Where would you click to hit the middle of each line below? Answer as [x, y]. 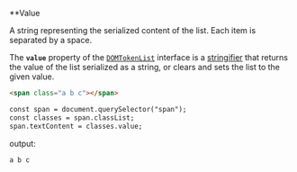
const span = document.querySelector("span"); [98, 109]
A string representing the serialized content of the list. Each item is [133, 30]
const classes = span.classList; [72, 118]
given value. [32, 77]
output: [22, 143]
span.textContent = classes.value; [76, 126]
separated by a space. [51, 40]
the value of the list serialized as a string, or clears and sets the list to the [145, 67]
